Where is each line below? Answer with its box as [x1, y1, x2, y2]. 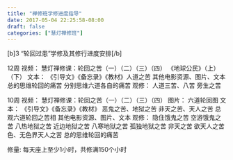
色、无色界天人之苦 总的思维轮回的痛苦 [7, 131, 119, 139]
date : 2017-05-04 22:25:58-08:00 [7, 17, 104, 24]
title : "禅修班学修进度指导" [7, 10, 82, 17]
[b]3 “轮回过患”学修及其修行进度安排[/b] [7, 49, 122, 57]
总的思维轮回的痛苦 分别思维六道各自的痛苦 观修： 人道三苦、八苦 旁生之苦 [7, 81, 221, 90]
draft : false [7, 23, 45, 30]
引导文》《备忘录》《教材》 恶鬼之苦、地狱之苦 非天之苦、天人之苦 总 [26, 105, 221, 113]
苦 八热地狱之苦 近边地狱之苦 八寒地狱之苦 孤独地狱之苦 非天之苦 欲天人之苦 [7, 122, 225, 130]
